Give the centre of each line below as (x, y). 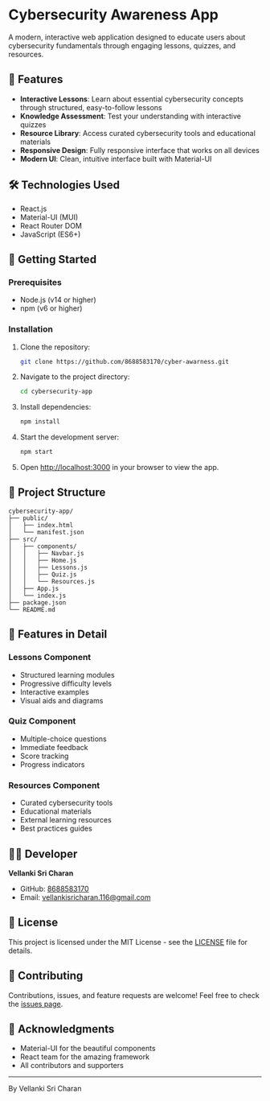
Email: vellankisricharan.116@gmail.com (85, 897)
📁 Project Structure (57, 493)
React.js (33, 208)
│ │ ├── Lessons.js (48, 567)
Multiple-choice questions (63, 739)
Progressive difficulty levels (66, 683)
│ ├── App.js (34, 588)
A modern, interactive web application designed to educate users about (127, 37)
